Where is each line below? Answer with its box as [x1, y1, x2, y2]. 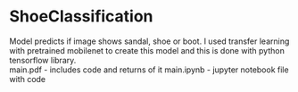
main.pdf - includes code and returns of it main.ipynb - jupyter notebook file [9, 64, 289, 75]
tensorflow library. [9, 54, 77, 65]
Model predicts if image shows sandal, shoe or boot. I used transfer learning [9, 36, 290, 46]
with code [9, 73, 46, 84]
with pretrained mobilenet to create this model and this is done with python [9, 45, 286, 55]
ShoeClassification [9, 6, 153, 27]
